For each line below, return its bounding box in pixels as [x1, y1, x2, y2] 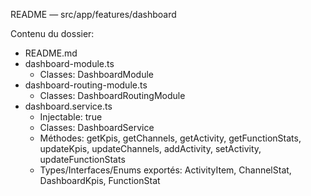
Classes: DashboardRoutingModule [39, 90, 186, 101]
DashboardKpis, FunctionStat [39, 175, 161, 186]
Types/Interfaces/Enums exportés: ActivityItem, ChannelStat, [39, 164, 292, 176]
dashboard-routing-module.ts [24, 79, 148, 91]
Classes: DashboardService [39, 122, 155, 133]
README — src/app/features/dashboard [10, 9, 177, 20]
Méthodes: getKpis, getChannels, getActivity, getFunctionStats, [39, 132, 302, 144]
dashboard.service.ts [24, 100, 113, 112]
